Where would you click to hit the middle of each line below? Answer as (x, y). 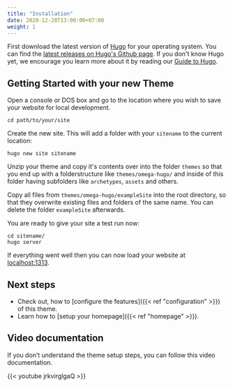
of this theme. (37, 309)
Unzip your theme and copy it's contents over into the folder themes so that (115, 167)
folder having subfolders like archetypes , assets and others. (93, 182)
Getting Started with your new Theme (91, 83)
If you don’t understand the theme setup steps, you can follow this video (111, 355)
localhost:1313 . (29, 263)
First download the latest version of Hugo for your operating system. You (112, 47)
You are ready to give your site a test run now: (73, 224)
